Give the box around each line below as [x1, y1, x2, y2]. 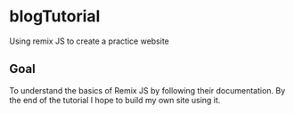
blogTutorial [9, 6, 101, 27]
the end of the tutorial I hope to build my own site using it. [9, 94, 221, 105]
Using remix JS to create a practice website [9, 36, 169, 46]
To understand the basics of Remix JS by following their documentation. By [9, 85, 286, 95]
